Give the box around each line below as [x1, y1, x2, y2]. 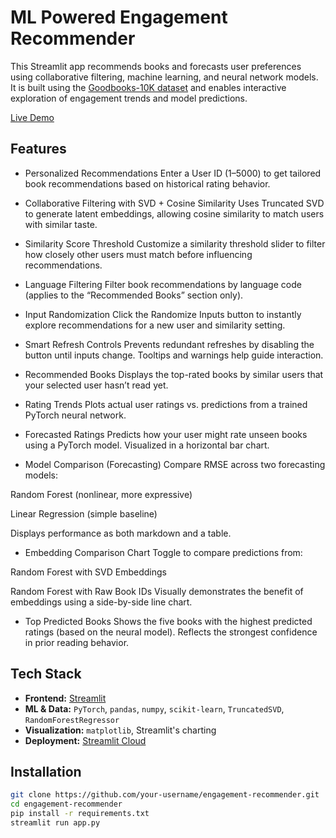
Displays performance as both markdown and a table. [10, 527, 232, 539]
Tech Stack [10, 666, 82, 683]
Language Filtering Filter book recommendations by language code [24, 278, 302, 290]
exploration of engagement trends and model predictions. [10, 92, 248, 104]
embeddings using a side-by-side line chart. [10, 596, 193, 608]
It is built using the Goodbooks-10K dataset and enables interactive [10, 81, 287, 93]
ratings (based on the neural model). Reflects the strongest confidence [24, 626, 318, 638]
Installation [10, 763, 82, 780]
